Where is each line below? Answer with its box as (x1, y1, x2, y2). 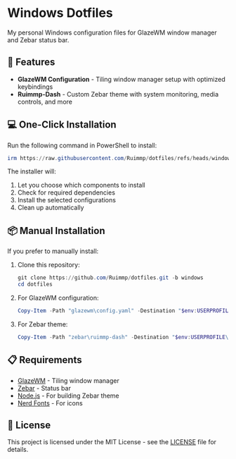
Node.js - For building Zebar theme (17, 391, 119, 400)
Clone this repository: (17, 261, 80, 269)
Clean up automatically (17, 203, 84, 212)
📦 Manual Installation (7, 224, 105, 237)
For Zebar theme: (17, 319, 68, 329)
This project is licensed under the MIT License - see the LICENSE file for (7, 438, 216, 446)
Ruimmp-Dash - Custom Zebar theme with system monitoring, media (17, 90, 219, 98)
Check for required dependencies (17, 188, 116, 197)
